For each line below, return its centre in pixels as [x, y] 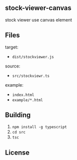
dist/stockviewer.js [33, 57]
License [17, 152]
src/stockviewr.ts [31, 76]
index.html [23, 95]
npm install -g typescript [39, 127]
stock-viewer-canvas [38, 8]
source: [13, 66]
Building [18, 115]
